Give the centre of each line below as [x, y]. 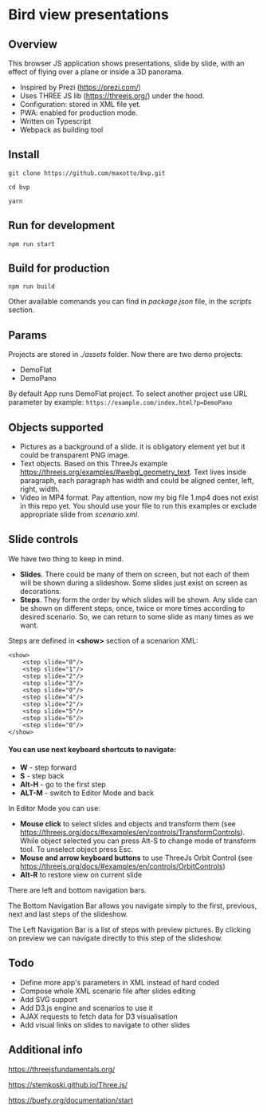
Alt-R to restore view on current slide [80, 875]
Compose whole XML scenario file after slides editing [108, 991]
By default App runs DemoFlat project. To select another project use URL [128, 394]
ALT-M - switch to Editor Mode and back [87, 793]
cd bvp [19, 187]
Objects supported [56, 428]
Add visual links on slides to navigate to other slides [105, 1024]
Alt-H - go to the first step [63, 785]
